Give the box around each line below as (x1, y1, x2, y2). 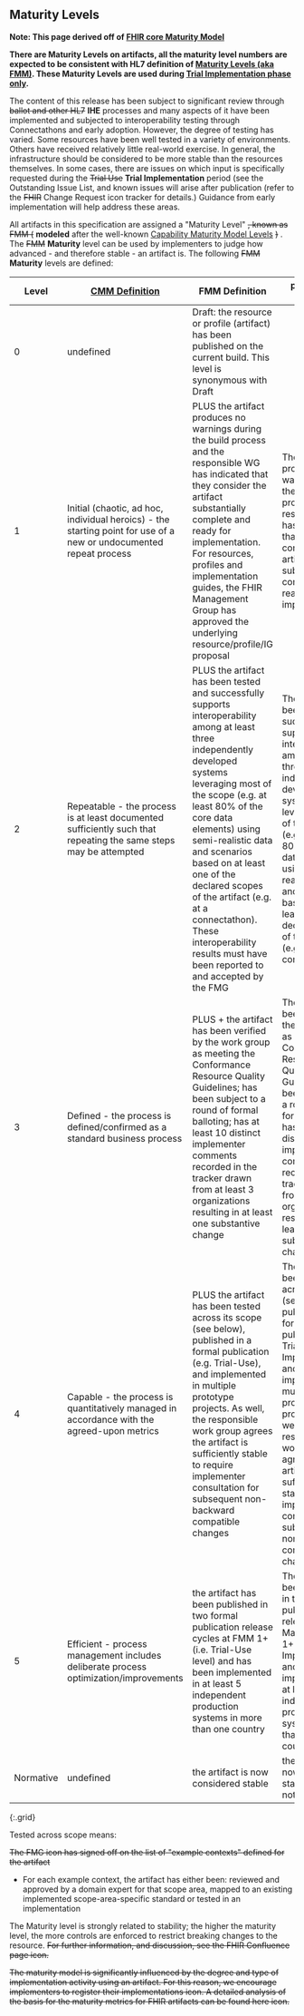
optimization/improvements (67, 1671, 184, 1684)
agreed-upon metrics (67, 1424, 160, 1437)
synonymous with (192, 374, 268, 386)
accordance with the (67, 1413, 155, 1426)
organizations (192, 1194, 251, 1207)
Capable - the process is (67, 1390, 174, 1403)
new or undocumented (67, 535, 164, 548)
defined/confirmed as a (67, 1120, 167, 1133)
